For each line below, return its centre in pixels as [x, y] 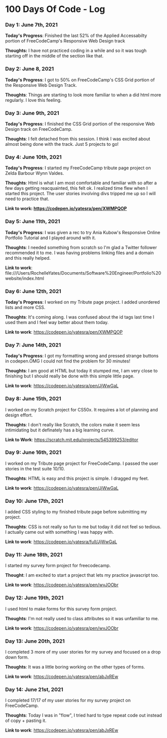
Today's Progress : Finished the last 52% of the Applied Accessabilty [76, 35]
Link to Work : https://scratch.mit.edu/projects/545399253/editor [72, 439]
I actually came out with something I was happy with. [60, 532]
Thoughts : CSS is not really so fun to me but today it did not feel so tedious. [83, 527]
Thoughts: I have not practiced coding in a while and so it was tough [76, 50]
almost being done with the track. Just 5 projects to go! [62, 144]
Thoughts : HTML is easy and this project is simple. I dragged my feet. [77, 478]
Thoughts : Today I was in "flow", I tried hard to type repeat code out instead [83, 716]
